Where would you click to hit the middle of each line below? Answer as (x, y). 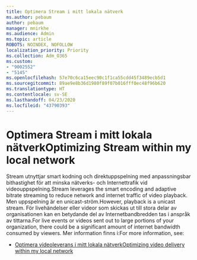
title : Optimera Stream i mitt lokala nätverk (65, 12)
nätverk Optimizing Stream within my (99, 148)
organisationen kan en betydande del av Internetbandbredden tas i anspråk (98, 214)
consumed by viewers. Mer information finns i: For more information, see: (95, 233)
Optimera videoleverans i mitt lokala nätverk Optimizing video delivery (100, 245)
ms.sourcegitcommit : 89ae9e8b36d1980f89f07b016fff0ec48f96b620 (86, 84)
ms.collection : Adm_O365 (37, 56)
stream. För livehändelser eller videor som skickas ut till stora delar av (91, 208)
